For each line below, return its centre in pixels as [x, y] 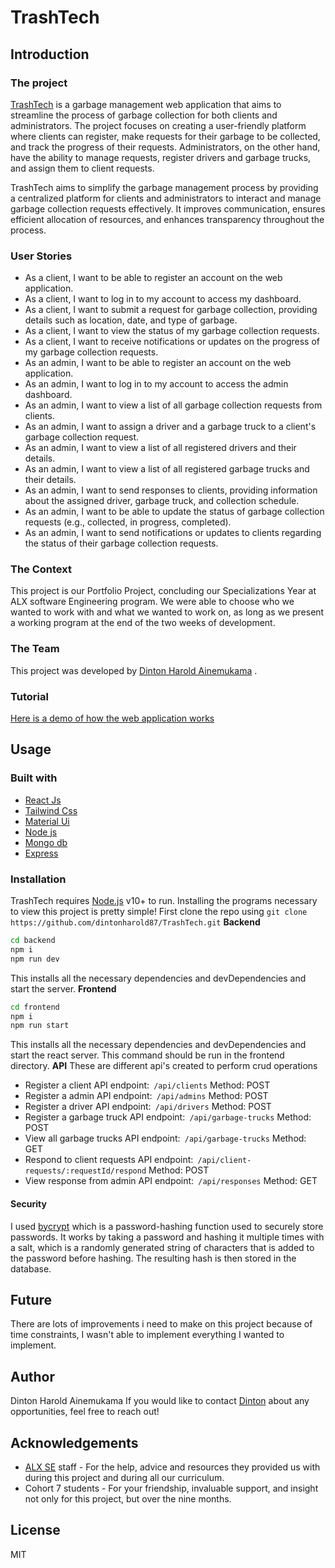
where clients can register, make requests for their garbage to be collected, [165, 136]
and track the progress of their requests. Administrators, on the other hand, [165, 147]
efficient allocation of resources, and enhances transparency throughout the [167, 219]
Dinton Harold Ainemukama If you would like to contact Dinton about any [160, 1401]
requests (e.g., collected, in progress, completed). [128, 522]
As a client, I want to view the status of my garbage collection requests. [172, 331]
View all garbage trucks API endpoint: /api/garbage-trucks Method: [165, 1138]
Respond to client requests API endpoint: [109, 1160]
